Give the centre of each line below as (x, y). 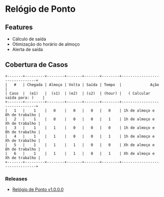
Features (19, 27)
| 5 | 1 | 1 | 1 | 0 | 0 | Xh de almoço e (80, 145)
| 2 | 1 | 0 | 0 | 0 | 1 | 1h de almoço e (80, 119)
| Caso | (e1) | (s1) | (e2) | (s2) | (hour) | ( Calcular (78, 93)
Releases (16, 179)
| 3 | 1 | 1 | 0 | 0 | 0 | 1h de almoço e (80, 128)
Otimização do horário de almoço (46, 44)
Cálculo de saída (29, 39)
